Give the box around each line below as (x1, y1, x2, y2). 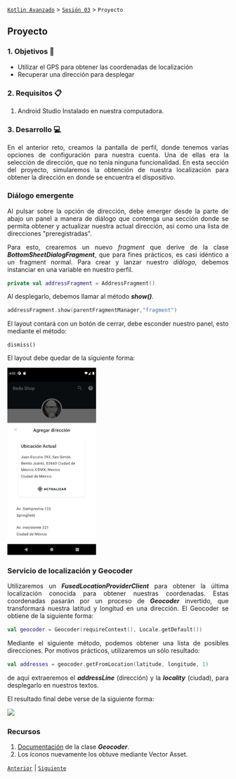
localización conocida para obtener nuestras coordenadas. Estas (7, 589, 229, 598)
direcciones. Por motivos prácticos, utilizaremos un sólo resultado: (7, 646, 200, 655)
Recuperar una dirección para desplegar (17, 70, 135, 79)
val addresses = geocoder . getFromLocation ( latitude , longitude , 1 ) (7, 661, 209, 668)
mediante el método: (7, 327, 67, 335)
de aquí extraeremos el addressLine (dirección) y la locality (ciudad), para (7, 674, 229, 682)
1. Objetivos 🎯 (7, 46, 55, 56)
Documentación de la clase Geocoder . (17, 742, 130, 751)
